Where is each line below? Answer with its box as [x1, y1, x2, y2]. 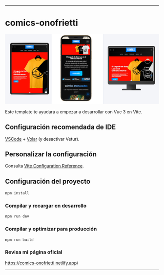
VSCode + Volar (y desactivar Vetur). [5, 136, 80, 142]
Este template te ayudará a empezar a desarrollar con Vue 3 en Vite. [5, 108, 143, 115]
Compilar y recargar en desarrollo [5, 202, 87, 209]
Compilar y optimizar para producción [5, 226, 97, 233]
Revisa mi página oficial [5, 249, 62, 255]
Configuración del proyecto [5, 177, 91, 186]
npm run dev [5, 214, 29, 219]
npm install [5, 191, 29, 196]
